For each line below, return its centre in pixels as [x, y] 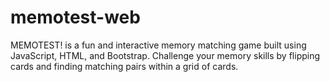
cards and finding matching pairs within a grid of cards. [124, 66]
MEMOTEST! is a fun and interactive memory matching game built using [158, 45]
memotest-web [75, 17]
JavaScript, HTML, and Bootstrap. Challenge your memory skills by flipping [165, 55]
